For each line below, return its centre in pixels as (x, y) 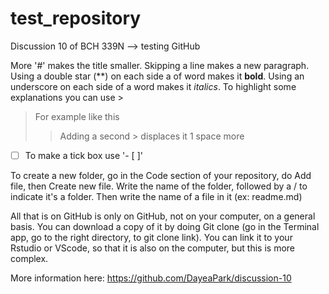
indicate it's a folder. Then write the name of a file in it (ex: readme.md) (156, 196)
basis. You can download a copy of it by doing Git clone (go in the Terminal (165, 226)
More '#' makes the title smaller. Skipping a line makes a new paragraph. (160, 65)
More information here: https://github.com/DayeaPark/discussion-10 (151, 278)
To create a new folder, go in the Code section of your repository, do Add (161, 175)
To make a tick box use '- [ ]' (83, 155)
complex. (29, 258)
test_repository (76, 18)
